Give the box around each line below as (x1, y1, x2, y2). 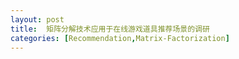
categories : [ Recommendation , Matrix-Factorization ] (10, 33, 230, 43)
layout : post (10, 14, 65, 25)
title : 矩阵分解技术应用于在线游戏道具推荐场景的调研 (10, 24, 210, 34)
